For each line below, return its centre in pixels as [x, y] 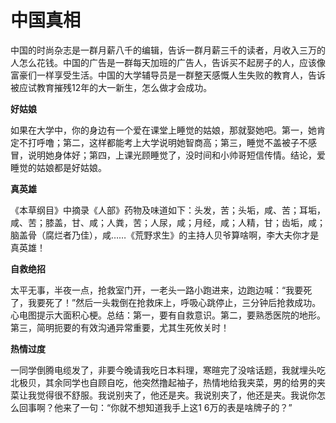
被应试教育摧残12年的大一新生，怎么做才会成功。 [111, 87]
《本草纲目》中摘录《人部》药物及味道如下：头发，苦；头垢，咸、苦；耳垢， [168, 210]
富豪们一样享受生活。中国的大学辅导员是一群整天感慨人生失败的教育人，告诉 [168, 75]
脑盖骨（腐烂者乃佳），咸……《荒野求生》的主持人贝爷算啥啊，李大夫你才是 [165, 235]
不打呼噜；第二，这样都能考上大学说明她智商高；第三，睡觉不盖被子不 [163, 142]
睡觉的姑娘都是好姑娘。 [58, 167]
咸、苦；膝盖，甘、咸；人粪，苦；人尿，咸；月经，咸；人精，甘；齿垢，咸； [168, 222]
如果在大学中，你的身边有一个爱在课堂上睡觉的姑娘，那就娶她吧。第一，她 [163, 130]
